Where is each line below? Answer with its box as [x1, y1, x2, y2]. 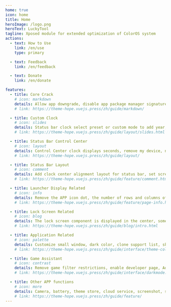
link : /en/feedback [14, 64, 56, 69]
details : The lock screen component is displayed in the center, [14, 219, 156, 224]
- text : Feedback [10, 59, 47, 64]
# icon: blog [14, 214, 42, 219]
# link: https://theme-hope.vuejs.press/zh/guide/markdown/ [14, 106, 145, 111]
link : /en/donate [14, 78, 51, 83]
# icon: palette [14, 237, 49, 242]
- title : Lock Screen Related [10, 209, 74, 214]
